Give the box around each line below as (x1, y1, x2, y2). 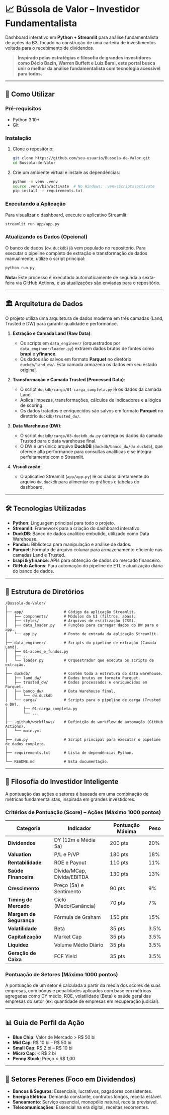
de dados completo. (5, 742, 46, 747)
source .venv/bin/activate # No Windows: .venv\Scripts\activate (12, 184, 155, 189)
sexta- (142, 274, 156, 280)
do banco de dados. (12, 568, 54, 574)
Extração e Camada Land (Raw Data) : (12, 330, 92, 336)
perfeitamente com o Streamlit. (20, 454, 84, 460)
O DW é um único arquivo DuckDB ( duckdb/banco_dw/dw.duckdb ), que (20, 443, 163, 450)
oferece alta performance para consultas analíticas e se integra (20, 449, 152, 455)
